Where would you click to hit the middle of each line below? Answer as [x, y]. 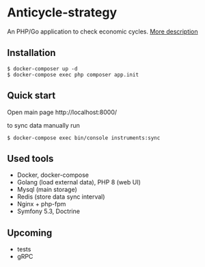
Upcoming [30, 233]
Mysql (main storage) [47, 190]
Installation [31, 53]
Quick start [31, 96]
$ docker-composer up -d [42, 69]
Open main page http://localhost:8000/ [62, 112]
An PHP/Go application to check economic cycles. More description [102, 31]
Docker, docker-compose [53, 175]
